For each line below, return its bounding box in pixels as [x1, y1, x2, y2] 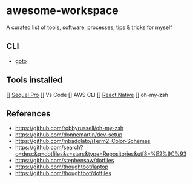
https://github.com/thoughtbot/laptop [15, 163, 109, 170]
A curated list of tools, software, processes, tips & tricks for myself [6, 24, 172, 31]
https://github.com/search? [15, 144, 83, 151]
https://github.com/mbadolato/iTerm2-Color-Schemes [15, 138, 151, 145]
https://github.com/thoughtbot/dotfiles [15, 170, 112, 177]
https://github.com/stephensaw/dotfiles [15, 157, 114, 164]
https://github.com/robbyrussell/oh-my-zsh [15, 125, 124, 132]
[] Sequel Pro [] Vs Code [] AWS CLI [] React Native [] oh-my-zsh [6, 91, 168, 98]
